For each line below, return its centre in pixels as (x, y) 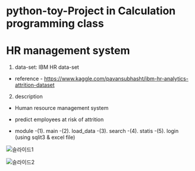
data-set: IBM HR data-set (47, 67)
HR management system (68, 51)
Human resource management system (62, 108)
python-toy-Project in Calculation (91, 11)
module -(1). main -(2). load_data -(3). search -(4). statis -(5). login (97, 131)
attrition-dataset (34, 85)
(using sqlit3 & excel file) (45, 137)
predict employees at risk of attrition (59, 119)
